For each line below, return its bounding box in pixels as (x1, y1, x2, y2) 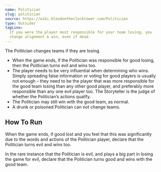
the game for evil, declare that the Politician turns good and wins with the (5, 156, 153, 162)
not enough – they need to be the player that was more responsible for (12, 78, 155, 84)
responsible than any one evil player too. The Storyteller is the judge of (12, 88, 155, 94)
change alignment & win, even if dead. (9, 35, 91, 40)
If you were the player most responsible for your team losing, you (9, 30, 152, 35)
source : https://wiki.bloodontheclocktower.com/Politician (5, 16, 128, 21)
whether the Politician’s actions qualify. (12, 93, 91, 99)
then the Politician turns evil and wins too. (12, 62, 97, 68)
